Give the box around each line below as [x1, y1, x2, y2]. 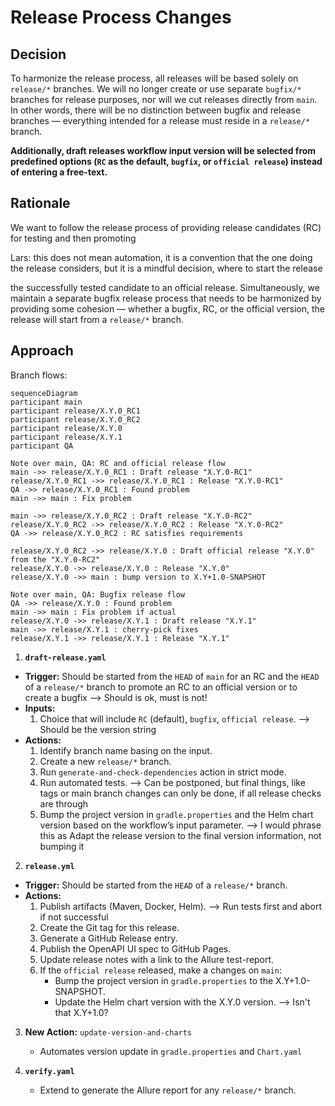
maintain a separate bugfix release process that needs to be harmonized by [10, 292, 322, 304]
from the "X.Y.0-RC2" [10, 554, 101, 565]
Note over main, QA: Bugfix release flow [10, 589, 186, 600]
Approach [10, 342, 74, 360]
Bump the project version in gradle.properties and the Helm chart [39, 808, 314, 820]
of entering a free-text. [10, 166, 108, 178]
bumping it [39, 840, 85, 852]
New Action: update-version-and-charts [24, 1026, 193, 1038]
